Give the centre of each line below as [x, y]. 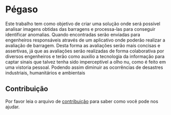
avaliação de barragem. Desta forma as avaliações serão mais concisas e [83, 45]
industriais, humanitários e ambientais [45, 72]
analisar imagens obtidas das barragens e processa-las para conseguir [80, 29]
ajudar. [13, 107]
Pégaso [22, 9]
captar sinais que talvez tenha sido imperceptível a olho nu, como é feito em [86, 62]
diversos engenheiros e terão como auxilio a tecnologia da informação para [85, 56]
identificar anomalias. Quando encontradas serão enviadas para [73, 34]
